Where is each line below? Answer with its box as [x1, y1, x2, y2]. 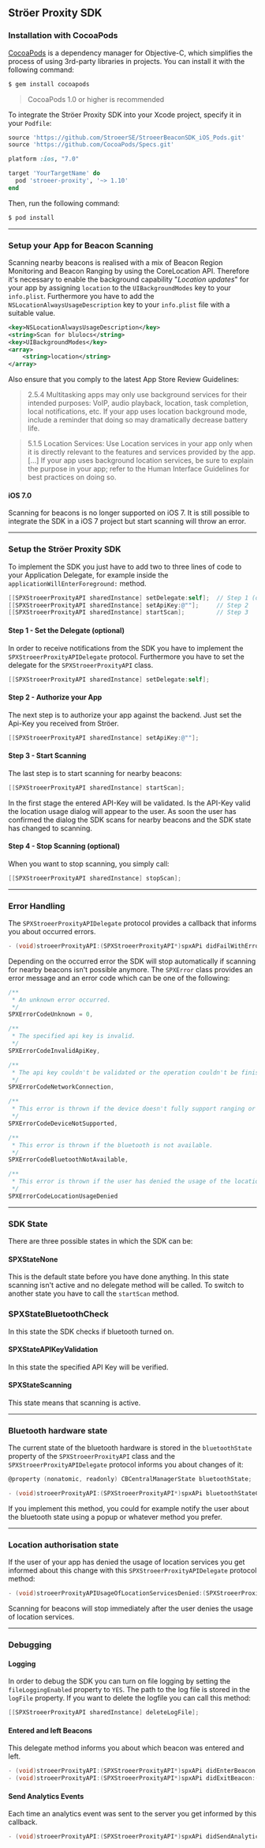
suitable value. [8, 308, 56, 317]
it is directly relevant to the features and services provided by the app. [27, 447, 256, 457]
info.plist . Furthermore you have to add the [8, 291, 155, 301]
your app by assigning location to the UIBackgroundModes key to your [8, 282, 231, 292]
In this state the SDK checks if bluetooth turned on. [8, 1327, 174, 1336]
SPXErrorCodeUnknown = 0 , [8, 1010, 93, 1019]
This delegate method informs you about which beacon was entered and [8, 1744, 244, 1753]
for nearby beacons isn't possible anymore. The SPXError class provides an [8, 964, 253, 974]
